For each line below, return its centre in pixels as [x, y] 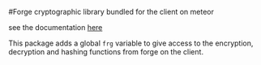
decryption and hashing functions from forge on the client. [106, 52]
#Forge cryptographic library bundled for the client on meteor [111, 12]
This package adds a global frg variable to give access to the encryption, [131, 43]
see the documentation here [56, 27]
